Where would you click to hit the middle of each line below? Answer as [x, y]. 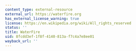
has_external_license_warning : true [42, 18]
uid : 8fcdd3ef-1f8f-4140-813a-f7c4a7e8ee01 [50, 37]
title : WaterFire [23, 32]
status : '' [16, 28]
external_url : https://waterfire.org [43, 14]
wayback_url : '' [21, 41]
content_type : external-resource [39, 9]
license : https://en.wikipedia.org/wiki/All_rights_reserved [68, 23]
